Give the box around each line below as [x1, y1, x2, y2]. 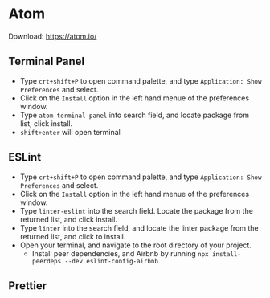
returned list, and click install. [19, 214, 118, 224]
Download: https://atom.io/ [8, 31, 97, 41]
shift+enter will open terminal [19, 127, 121, 137]
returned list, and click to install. [19, 231, 126, 241]
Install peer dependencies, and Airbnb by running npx [31, 248, 209, 258]
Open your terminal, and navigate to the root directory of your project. [19, 240, 252, 250]
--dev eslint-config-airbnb [64, 257, 159, 265]
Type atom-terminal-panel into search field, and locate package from [19, 110, 250, 120]
